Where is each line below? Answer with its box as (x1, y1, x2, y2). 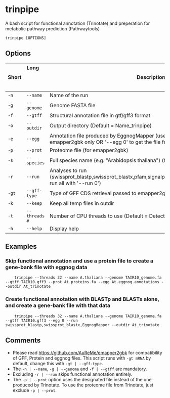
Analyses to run (50, 167, 87, 174)
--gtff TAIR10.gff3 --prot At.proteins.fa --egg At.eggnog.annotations (5, 280, 159, 285)
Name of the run (50, 92, 89, 99)
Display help (50, 225, 79, 232)
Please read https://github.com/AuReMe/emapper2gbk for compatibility (12, 349, 163, 356)
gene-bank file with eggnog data (5, 264, 88, 271)
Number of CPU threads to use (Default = (50, 212, 148, 219)
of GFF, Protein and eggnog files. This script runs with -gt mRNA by (12, 355, 151, 361)
